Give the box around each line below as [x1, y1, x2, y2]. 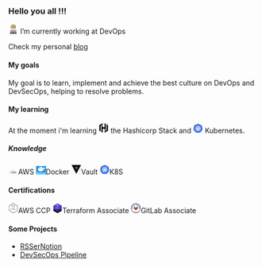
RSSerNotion [19, 242, 63, 251]
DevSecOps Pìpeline [19, 250, 87, 260]
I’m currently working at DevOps [19, 26, 126, 37]
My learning [8, 105, 49, 114]
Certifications [8, 185, 56, 195]
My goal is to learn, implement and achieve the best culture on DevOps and [8, 78, 255, 87]
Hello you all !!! [8, 6, 67, 17]
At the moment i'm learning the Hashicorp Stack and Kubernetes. [8, 126, 245, 135]
